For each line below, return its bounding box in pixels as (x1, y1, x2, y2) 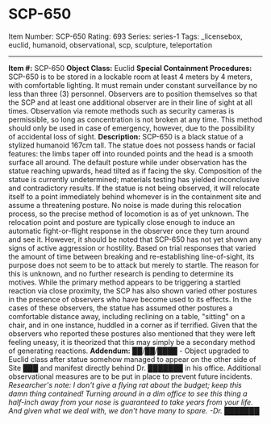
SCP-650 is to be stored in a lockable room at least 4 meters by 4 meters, (8, 72, 252, 81)
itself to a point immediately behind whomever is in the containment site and (8, 191, 262, 202)
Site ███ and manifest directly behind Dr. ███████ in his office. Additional (8, 363, 261, 372)
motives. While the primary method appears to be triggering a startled (8, 277, 241, 287)
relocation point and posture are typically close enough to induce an (8, 217, 236, 227)
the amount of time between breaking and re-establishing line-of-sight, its (8, 251, 255, 261)
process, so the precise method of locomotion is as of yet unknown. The (8, 209, 249, 218)
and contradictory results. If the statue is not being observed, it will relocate (8, 183, 261, 193)
